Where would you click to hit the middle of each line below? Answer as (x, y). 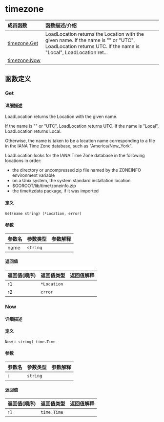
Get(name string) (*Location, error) (43, 213)
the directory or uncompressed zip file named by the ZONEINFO (77, 170)
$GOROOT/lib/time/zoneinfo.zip (44, 186)
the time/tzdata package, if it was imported (55, 191)
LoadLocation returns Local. (33, 131)
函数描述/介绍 (61, 25)
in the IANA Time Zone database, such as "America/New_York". (69, 146)
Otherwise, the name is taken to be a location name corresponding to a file (80, 141)
